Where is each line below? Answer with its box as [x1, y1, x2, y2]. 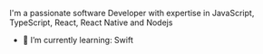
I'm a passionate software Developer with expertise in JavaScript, [9, 8, 255, 18]
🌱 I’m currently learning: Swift [22, 35, 133, 45]
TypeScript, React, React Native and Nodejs [9, 17, 173, 28]
